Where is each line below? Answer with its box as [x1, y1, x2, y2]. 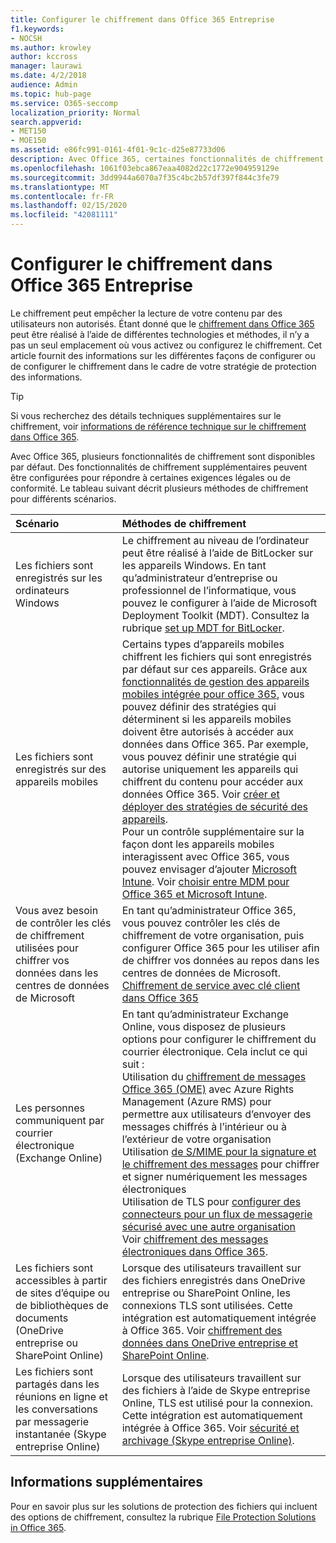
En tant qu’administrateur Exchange [121, 1007, 290, 1021]
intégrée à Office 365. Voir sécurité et [121, 1421, 300, 1435]
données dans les [15, 966, 99, 980]
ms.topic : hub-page [10, 89, 92, 99]
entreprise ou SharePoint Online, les [121, 1286, 291, 1300]
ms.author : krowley [10, 42, 92, 53]
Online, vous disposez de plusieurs [121, 1019, 287, 1033]
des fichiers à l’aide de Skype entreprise [121, 1383, 311, 1397]
